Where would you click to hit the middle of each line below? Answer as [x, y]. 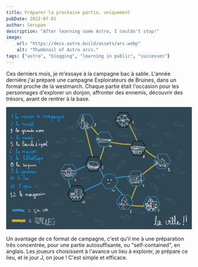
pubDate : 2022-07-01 [32, 19]
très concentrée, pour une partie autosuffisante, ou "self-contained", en [93, 245]
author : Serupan [26, 25]
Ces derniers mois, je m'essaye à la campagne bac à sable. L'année [88, 73]
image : [14, 38]
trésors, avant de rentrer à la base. [48, 99]
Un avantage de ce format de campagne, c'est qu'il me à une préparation [95, 239]
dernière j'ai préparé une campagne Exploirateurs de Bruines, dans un [91, 80]
